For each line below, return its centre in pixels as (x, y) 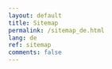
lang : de (23, 38)
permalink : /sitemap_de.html (56, 30)
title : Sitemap (33, 23)
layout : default (35, 15)
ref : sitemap (30, 45)
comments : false (35, 52)
